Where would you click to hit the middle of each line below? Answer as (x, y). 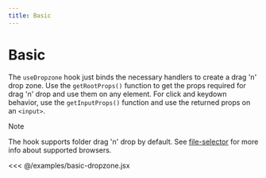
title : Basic (30, 15)
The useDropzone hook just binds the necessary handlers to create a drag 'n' (133, 77)
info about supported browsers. (60, 150)
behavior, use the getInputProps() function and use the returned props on (129, 102)
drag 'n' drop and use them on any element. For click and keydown (118, 94)
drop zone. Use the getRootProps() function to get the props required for (127, 85)
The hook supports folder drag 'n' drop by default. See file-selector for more (133, 141)
